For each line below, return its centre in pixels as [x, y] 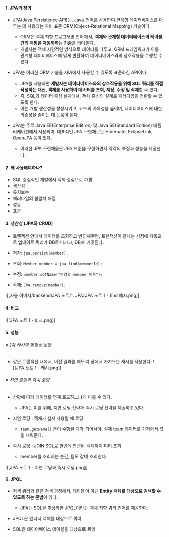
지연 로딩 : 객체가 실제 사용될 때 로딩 [48, 418]
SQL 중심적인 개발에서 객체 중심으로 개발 [53, 180]
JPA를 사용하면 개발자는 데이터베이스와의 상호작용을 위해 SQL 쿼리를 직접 [92, 84]
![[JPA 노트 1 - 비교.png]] [30, 320]
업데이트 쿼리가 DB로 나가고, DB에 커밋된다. [61, 242]
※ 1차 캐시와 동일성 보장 [28, 345]
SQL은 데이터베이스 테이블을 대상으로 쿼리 [54, 529]
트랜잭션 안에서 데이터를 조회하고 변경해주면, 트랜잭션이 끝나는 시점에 [80, 236]
